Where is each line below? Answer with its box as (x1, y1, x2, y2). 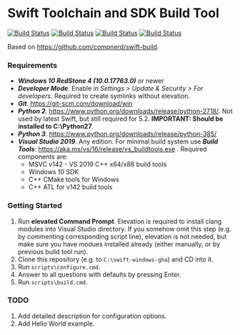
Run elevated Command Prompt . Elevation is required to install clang (17, 216, 222, 226)
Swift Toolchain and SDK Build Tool (7, 5, 220, 21)
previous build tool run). (17, 247, 89, 256)
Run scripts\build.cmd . (17, 277, 88, 286)
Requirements (7, 60, 58, 70)
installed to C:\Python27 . (17, 122, 94, 131)
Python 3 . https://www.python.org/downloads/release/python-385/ (17, 130, 217, 139)
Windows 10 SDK (28, 168, 79, 176)
